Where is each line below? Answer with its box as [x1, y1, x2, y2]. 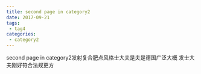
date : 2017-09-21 [6, 14, 50, 20]
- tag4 [8, 25, 26, 32]
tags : [6, 20, 20, 26]
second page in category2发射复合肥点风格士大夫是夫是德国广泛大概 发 [6, 54, 184, 61]
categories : [6, 31, 36, 37]
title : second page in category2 [6, 8, 91, 15]
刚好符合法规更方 [11, 61, 54, 69]
